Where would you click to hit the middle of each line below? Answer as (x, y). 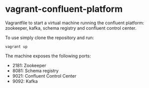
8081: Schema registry (35, 71)
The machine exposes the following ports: (48, 56)
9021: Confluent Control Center (44, 76)
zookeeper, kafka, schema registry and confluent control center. (71, 28)
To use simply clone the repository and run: (50, 38)
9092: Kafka (25, 81)
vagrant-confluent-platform (64, 9)
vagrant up (16, 46)
